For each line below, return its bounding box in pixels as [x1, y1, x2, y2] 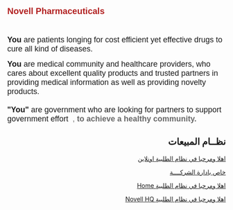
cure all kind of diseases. [7, 45, 94, 54]
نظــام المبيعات [167, 136, 226, 148]
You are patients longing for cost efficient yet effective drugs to [7, 35, 223, 45]
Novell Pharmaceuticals [7, 6, 105, 16]
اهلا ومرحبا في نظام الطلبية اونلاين [137, 154, 226, 163]
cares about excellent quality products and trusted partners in [7, 69, 218, 78]
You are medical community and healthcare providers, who [7, 59, 211, 69]
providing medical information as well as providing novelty [7, 78, 207, 87]
